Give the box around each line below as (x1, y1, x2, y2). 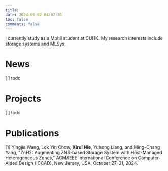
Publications (5, 127, 59, 139)
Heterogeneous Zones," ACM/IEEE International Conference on (5, 155, 137, 161)
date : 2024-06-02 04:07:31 (5, 12, 62, 17)
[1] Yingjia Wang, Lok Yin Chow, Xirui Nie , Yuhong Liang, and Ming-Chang (5, 144, 160, 150)
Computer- (138, 155, 161, 161)
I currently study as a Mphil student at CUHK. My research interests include (5, 35, 163, 41)
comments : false (5, 21, 40, 27)
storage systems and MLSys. (5, 41, 66, 47)
